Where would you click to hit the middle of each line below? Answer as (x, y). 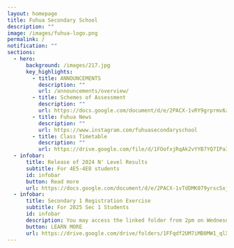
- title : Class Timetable (70, 136)
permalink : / (26, 40)
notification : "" (32, 46)
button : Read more (52, 181)
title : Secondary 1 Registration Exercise (88, 201)
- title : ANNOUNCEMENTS (67, 78)
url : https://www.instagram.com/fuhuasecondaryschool (118, 130)
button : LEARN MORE (54, 226)
